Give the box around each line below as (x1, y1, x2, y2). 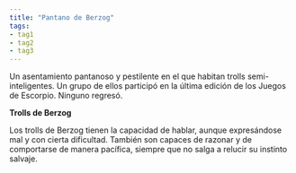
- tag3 (9, 47, 34, 56)
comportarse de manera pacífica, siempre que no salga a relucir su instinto (9, 144, 288, 155)
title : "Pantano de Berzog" (9, 13, 115, 22)
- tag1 (9, 30, 34, 39)
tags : (9, 22, 30, 30)
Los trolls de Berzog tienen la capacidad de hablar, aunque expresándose (9, 125, 282, 135)
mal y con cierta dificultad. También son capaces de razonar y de (9, 134, 252, 145)
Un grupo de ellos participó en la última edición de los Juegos (57, 81, 286, 91)
